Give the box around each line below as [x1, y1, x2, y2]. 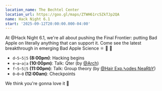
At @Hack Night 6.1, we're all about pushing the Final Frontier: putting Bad [5, 35, 157, 41]
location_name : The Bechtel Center [5, 7, 79, 12]
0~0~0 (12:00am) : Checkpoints [12, 71, 76, 77]
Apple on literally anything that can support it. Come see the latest [5, 40, 141, 46]
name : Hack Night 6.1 [5, 16, 50, 21]
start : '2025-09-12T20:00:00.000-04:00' [5, 21, 91, 26]
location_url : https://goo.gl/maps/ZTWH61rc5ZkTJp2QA [5, 12, 120, 17]
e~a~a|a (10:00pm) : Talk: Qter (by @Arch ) [12, 60, 99, 66]
